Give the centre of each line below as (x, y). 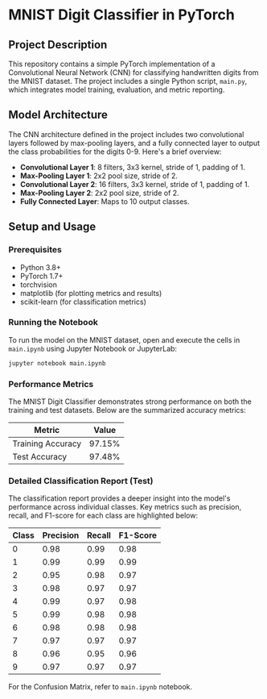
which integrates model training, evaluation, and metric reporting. (117, 89)
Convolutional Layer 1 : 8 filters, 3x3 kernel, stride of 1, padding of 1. (132, 167)
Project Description (58, 45)
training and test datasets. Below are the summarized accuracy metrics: (127, 410)
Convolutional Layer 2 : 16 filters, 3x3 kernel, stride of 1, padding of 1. (135, 184)
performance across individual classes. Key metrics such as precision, (125, 507)
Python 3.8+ (41, 267)
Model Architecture (58, 115)
